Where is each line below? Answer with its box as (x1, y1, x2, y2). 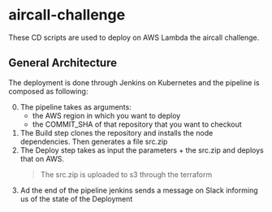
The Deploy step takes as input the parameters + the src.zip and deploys (19, 145, 264, 155)
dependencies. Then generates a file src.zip (19, 136, 168, 146)
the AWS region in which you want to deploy (32, 110, 181, 120)
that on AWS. (19, 154, 65, 163)
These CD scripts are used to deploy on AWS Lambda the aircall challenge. (8, 32, 260, 42)
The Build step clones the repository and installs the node (19, 128, 214, 137)
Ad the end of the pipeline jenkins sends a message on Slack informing (19, 185, 258, 195)
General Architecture (8, 56, 118, 70)
